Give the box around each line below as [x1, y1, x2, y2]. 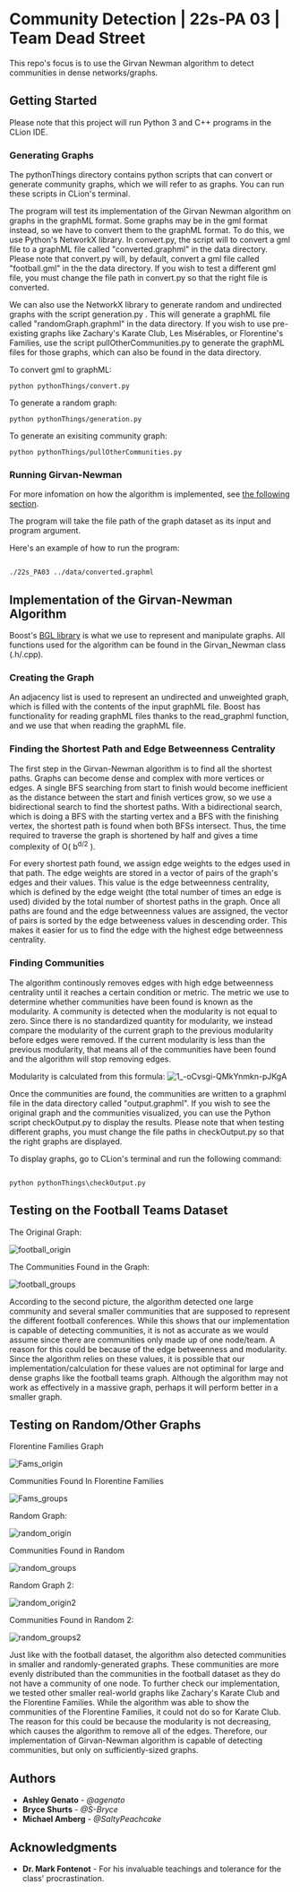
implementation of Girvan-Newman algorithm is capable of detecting [9, 1735, 263, 1746]
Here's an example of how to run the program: [9, 542, 180, 553]
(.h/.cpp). [9, 649, 44, 660]
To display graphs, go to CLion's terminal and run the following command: [9, 1153, 282, 1164]
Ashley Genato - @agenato [21, 1794, 125, 1806]
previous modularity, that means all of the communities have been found [9, 1044, 277, 1054]
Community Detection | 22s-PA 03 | [9, 9, 280, 30]
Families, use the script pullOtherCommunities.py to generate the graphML [9, 337, 285, 349]
